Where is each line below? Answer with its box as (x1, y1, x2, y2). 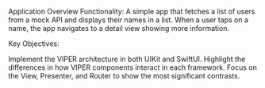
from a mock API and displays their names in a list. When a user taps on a (8, 15, 248, 25)
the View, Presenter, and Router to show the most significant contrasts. (8, 71, 240, 80)
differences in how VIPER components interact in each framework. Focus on (8, 63, 258, 72)
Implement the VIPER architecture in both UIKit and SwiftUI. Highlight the (8, 55, 246, 63)
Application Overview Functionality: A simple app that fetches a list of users (8, 7, 255, 16)
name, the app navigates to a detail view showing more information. (8, 24, 230, 33)
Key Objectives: (8, 39, 60, 48)
